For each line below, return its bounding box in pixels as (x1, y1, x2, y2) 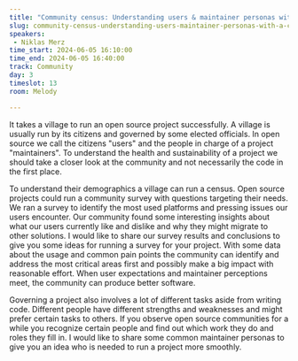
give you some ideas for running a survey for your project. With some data (9, 240, 281, 250)
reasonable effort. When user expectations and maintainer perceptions (9, 267, 268, 279)
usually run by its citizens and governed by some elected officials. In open (9, 128, 280, 139)
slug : (9, 21, 29, 30)
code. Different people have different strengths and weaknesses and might (9, 303, 283, 314)
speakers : (9, 29, 46, 38)
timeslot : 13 (9, 79, 58, 88)
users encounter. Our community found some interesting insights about (9, 211, 271, 222)
